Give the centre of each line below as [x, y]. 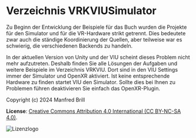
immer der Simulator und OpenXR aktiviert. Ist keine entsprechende [88, 76]
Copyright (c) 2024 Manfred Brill [46, 100]
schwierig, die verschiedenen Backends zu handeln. [69, 46]
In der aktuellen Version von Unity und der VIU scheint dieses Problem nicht [98, 57]
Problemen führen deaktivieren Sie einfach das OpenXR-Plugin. [83, 88]
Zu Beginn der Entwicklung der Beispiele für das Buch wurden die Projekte [97, 27]
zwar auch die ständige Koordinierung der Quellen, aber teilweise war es [94, 39]
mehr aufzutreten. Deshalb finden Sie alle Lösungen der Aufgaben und [92, 63]
